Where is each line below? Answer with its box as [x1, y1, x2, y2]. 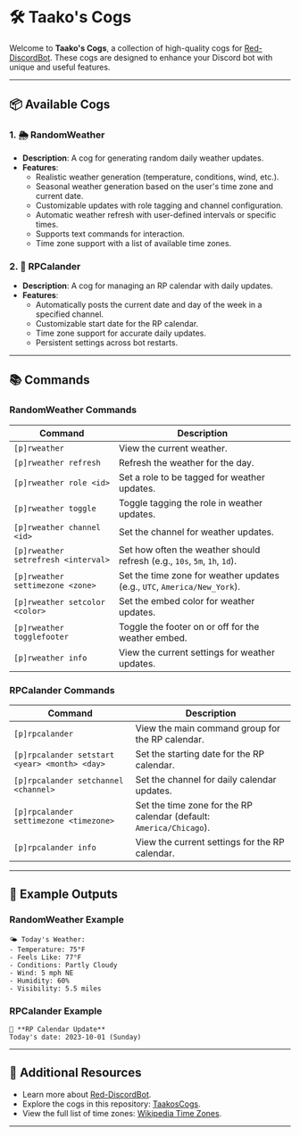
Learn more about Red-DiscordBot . [21, 1089, 152, 1099]
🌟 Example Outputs [9, 887, 118, 902]
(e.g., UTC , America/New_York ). [119, 580, 241, 593]
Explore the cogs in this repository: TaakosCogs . [21, 1099, 201, 1109]
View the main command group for [135, 722, 281, 734]
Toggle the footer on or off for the [119, 620, 260, 633]
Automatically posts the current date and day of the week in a [35, 299, 262, 310]
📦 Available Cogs [9, 97, 111, 112]
